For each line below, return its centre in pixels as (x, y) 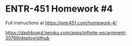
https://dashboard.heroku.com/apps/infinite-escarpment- (66, 32)
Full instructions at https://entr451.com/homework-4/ (61, 23)
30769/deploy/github (27, 38)
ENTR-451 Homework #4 (59, 9)
